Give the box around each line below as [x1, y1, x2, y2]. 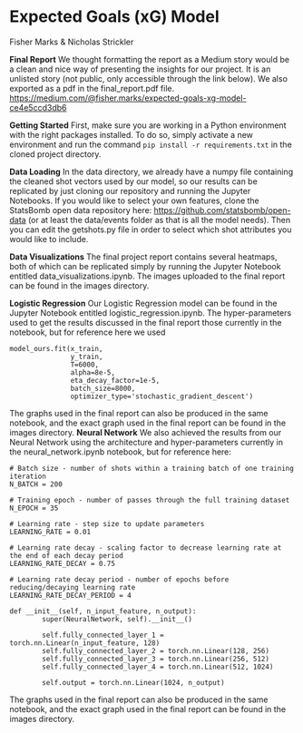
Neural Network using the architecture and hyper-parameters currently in [9, 436, 284, 447]
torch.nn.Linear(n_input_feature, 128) [9, 638, 161, 648]
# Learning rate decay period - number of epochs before [9, 574, 230, 584]
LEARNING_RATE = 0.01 [9, 527, 92, 536]
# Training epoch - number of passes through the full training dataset [9, 495, 290, 504]
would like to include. [9, 233, 89, 244]
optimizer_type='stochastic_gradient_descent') [70, 392, 254, 401]
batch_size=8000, [70, 384, 136, 393]
